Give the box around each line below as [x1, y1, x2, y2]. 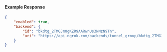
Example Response [4, 4, 45, 10]
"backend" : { [13, 24, 41, 29]
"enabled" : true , [13, 20, 50, 25]
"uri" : [22, 33, 36, 38]
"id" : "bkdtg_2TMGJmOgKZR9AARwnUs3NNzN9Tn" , [22, 29, 117, 34]
